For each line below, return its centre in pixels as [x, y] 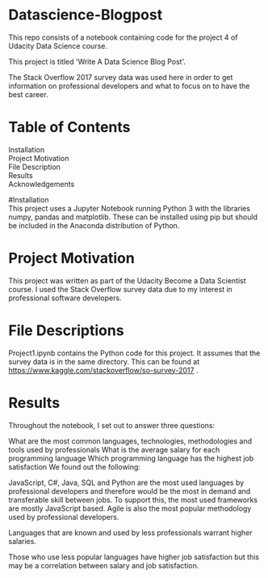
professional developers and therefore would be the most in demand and [130, 491]
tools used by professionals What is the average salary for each [114, 449]
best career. [28, 94]
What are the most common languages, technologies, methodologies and [130, 441]
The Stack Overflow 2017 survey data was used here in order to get [121, 77]
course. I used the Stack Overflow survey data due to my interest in [120, 289]
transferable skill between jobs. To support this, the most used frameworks [133, 499]
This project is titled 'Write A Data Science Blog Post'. [97, 62]
